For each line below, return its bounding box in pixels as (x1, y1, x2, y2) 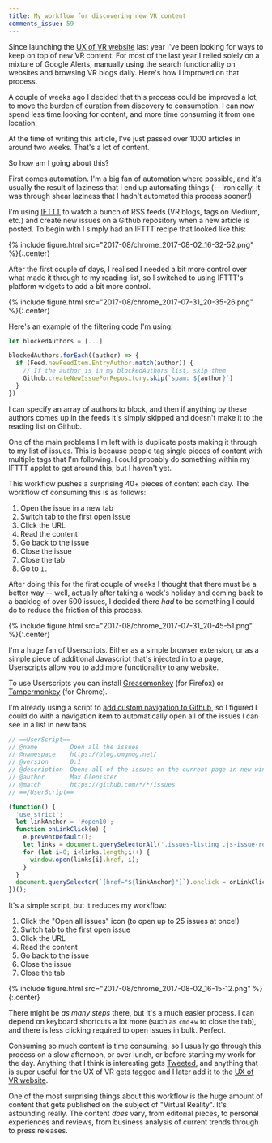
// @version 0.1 (8, 758, 82, 766)
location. (8, 118, 38, 127)
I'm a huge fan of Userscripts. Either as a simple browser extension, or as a (8, 645, 259, 654)
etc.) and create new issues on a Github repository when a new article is (8, 215, 249, 225)
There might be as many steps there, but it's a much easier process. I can (8, 1008, 255, 1018)
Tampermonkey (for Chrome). (8, 687, 108, 697)
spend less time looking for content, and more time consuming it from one (8, 109, 256, 119)
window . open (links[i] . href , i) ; (29, 856, 139, 864)
